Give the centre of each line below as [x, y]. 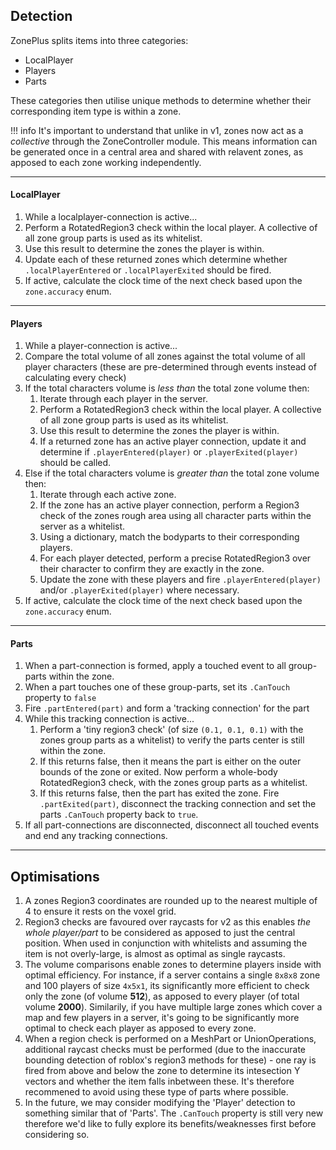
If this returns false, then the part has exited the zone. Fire [159, 793]
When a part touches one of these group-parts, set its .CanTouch [157, 687]
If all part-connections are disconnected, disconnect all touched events [172, 825]
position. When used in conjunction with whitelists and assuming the [166, 943]
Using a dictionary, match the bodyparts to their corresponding [169, 537]
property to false [60, 698]
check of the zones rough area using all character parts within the [175, 516]
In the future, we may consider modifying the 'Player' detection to [160, 1103]
